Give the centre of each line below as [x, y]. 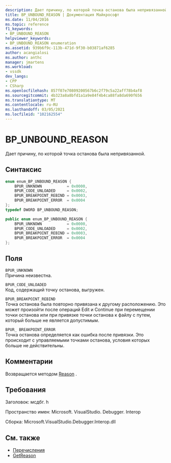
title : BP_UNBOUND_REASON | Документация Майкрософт [62, 15]
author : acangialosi [27, 53]
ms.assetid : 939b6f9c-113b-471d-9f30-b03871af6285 [60, 48]
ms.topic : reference [27, 24]
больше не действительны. [35, 345]
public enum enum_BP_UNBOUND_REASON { [46, 219]
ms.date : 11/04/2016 [27, 19]
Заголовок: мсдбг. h [27, 402]
